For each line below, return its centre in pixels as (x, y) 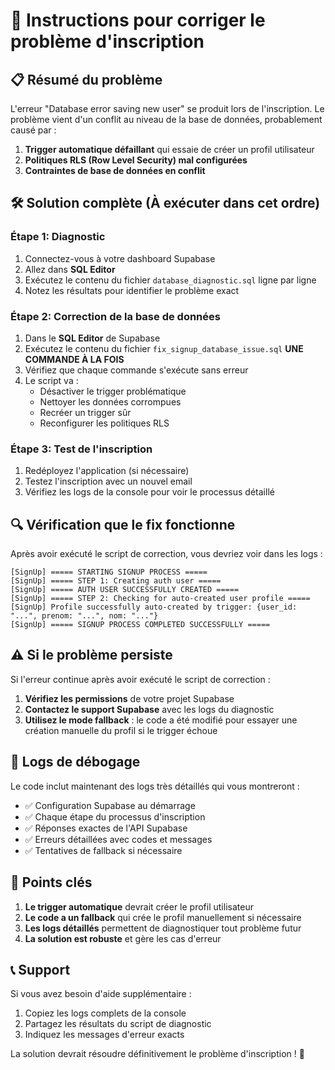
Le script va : (51, 380)
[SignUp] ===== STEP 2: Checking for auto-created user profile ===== (160, 599)
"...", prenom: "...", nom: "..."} (84, 616)
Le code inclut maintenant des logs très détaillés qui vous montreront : (155, 786)
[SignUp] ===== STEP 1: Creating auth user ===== (116, 581)
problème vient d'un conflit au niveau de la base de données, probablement (166, 119)
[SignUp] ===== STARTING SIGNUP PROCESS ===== (109, 572)
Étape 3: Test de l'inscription (81, 449)
